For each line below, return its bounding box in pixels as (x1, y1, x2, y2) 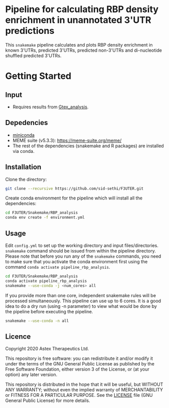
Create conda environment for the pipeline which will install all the (5, 195, 143, 201)
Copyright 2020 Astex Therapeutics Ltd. (5, 346, 90, 352)
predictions (5, 25, 55, 36)
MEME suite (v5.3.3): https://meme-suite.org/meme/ (12, 137, 122, 143)
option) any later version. (5, 372, 57, 378)
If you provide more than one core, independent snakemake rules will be (5, 292, 156, 298)
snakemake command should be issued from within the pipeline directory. (5, 248, 156, 254)
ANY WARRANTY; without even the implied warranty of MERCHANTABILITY (5, 387, 163, 393)
